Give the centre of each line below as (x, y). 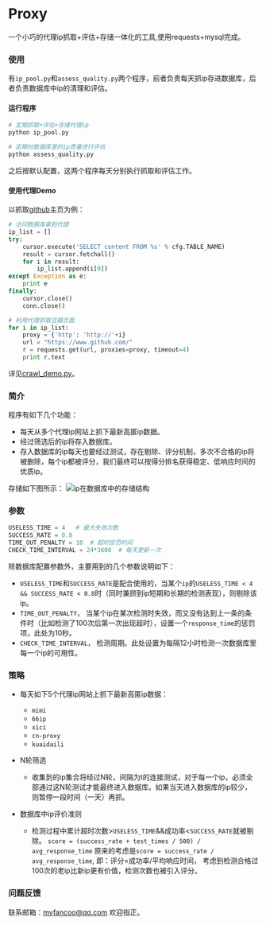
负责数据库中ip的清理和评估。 (63, 88)
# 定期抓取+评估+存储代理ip (48, 125)
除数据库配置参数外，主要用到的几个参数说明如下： (92, 566)
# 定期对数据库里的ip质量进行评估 (57, 147)
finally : (23, 291)
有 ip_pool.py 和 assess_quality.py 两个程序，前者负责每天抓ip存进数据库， (129, 78)
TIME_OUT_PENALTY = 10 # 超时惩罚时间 (71, 543)
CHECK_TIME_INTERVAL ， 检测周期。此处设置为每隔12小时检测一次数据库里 (138, 643)
